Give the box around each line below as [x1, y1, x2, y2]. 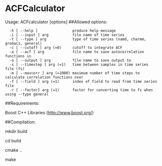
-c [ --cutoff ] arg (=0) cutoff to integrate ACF [9, 45, 123, 50]
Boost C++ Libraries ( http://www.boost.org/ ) [5, 109, 94, 115]
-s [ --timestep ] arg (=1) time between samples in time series [9, 62, 149, 67]
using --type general [5, 91, 49, 97]
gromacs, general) [5, 41, 42, 46]
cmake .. [5, 147, 22, 153]
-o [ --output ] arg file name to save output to [9, 58, 131, 63]
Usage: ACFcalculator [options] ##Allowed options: [5, 19, 108, 25]
